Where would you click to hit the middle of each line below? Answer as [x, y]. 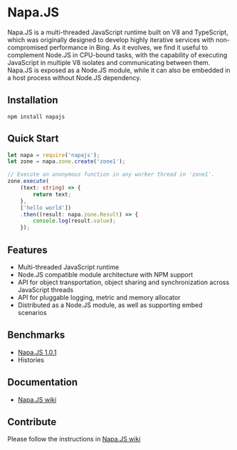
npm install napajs [36, 116]
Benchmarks [36, 335]
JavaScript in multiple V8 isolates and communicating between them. [109, 62]
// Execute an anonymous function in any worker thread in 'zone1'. [111, 175]
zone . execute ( [28, 181]
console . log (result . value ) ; [74, 221]
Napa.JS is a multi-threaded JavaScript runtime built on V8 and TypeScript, [118, 32]
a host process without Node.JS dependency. [74, 77]
